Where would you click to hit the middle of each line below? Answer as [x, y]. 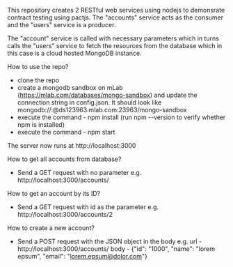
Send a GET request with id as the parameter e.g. [88, 207]
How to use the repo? [38, 67]
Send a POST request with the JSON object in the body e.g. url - [110, 241]
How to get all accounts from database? [64, 159]
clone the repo [38, 80]
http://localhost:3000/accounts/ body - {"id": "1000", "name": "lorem [116, 249]
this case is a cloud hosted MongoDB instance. [74, 53]
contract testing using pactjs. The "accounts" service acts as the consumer [115, 17]
